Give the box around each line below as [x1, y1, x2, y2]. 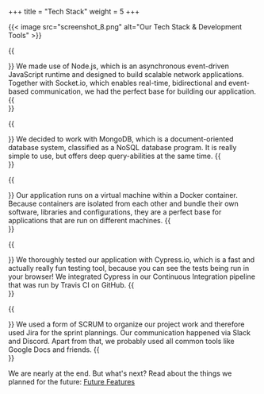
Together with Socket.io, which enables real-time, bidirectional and [8, 79, 228, 87]
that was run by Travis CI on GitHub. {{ [8, 280, 135, 289]
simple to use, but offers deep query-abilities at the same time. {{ [8, 151, 221, 160]
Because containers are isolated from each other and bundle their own [8, 199, 239, 208]
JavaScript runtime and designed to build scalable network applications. [8, 70, 244, 79]
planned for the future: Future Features [8, 377, 136, 386]
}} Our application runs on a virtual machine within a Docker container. [8, 191, 238, 199]
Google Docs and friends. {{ [8, 345, 101, 354]
